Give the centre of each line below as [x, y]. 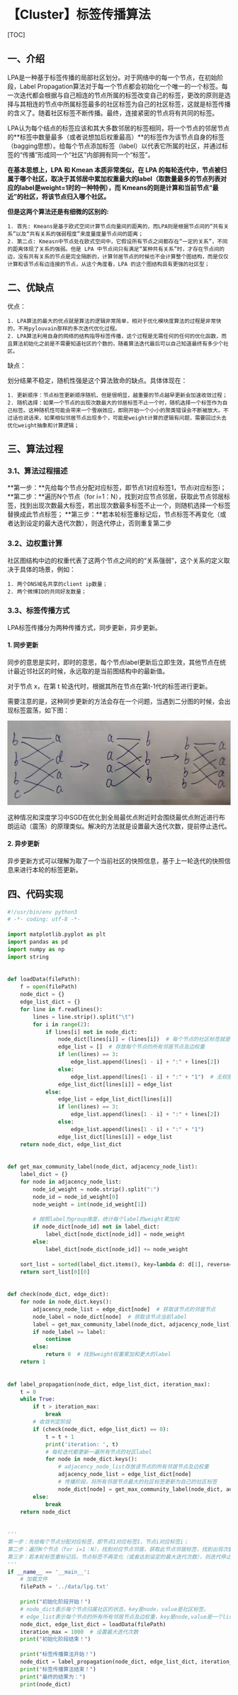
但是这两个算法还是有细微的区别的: [58, 211]
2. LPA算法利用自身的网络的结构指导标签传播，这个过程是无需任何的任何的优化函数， [114, 336]
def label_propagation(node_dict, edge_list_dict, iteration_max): [109, 1384]
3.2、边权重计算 [35, 543]
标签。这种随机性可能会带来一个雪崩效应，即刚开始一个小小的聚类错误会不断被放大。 [118, 410]
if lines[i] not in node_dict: [91, 1032]
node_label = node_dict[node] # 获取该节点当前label [110, 1317]
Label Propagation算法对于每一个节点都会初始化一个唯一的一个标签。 [120, 86]
